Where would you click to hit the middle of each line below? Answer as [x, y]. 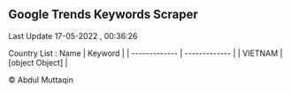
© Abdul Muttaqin [41, 80]
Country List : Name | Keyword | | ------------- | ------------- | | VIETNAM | [145, 53]
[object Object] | [38, 62]
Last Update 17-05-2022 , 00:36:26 [73, 35]
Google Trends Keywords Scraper [103, 15]
